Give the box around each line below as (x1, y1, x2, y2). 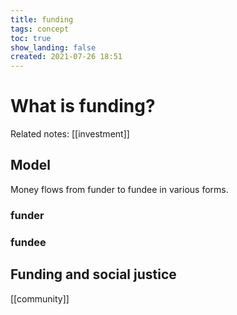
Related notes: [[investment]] (10, 128, 130, 140)
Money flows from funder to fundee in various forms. (10, 183, 229, 195)
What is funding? (10, 95, 156, 118)
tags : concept (10, 24, 70, 34)
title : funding (10, 14, 74, 25)
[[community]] (10, 292, 70, 305)
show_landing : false (10, 42, 97, 53)
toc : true (10, 33, 52, 43)
